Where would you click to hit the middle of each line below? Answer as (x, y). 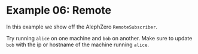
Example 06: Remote (59, 10)
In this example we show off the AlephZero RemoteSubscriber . (82, 27)
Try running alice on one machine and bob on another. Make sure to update (99, 38)
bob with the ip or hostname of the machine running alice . (78, 45)
